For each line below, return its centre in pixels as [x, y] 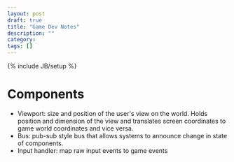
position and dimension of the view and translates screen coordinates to [122, 121]
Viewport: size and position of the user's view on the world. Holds [112, 113]
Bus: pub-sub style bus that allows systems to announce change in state [122, 135]
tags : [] [20, 46]
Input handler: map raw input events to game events [92, 150]
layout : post [26, 14]
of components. [40, 143]
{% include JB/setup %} [42, 66]
